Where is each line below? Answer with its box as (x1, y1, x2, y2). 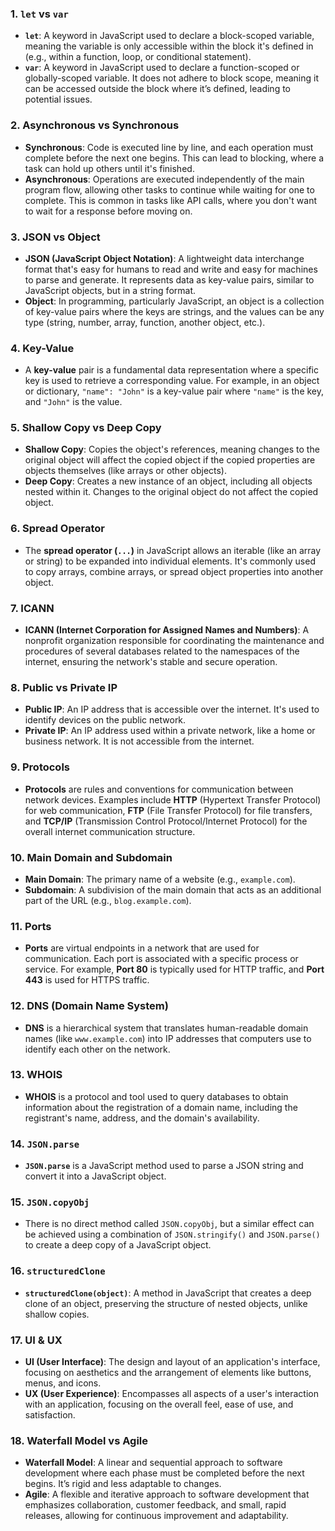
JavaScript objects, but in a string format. (24, 284, 197, 296)
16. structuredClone (10, 1264, 106, 1278)
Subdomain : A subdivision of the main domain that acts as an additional (24, 883, 322, 896)
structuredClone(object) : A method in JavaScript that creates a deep (24, 1287, 312, 1299)
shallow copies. (24, 1308, 90, 1320)
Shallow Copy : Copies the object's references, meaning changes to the (24, 443, 320, 456)
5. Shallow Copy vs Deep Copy (10, 421, 162, 435)
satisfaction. (24, 1409, 76, 1421)
